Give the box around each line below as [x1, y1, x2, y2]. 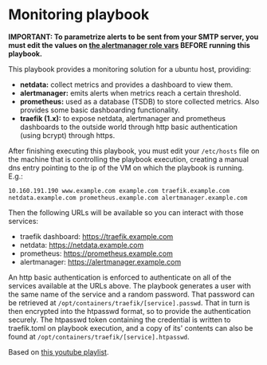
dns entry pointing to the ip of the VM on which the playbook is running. [8, 163, 245, 172]
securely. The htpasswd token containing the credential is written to [8, 315, 231, 324]
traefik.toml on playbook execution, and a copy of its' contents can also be [8, 323, 253, 332]
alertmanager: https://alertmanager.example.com [19, 257, 182, 266]
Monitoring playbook [8, 6, 150, 24]
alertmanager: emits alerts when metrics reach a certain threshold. [19, 88, 241, 97]
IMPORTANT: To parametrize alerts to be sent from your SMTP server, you [8, 32, 259, 41]
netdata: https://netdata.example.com [19, 240, 144, 249]
